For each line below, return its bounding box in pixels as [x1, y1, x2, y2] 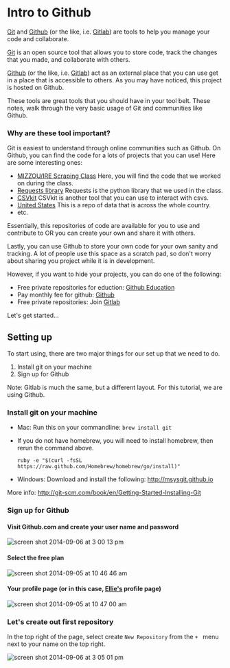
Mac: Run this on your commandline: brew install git [16, 424, 172, 432]
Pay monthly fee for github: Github [16, 290, 115, 299]
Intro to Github [7, 5, 91, 21]
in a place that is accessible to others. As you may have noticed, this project [7, 76, 222, 84]
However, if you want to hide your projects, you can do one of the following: [7, 270, 222, 279]
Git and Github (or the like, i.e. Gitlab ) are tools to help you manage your [7, 27, 210, 36]
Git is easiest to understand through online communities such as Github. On [7, 144, 221, 152]
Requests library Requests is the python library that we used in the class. [16, 187, 223, 195]
